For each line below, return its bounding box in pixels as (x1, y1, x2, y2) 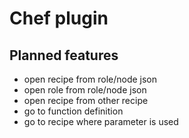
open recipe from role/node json (23, 73, 158, 85)
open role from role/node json (23, 84, 147, 96)
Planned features (9, 47, 119, 64)
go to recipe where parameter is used (23, 116, 179, 127)
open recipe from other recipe (23, 95, 149, 106)
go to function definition (23, 105, 124, 117)
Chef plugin (9, 7, 109, 30)
